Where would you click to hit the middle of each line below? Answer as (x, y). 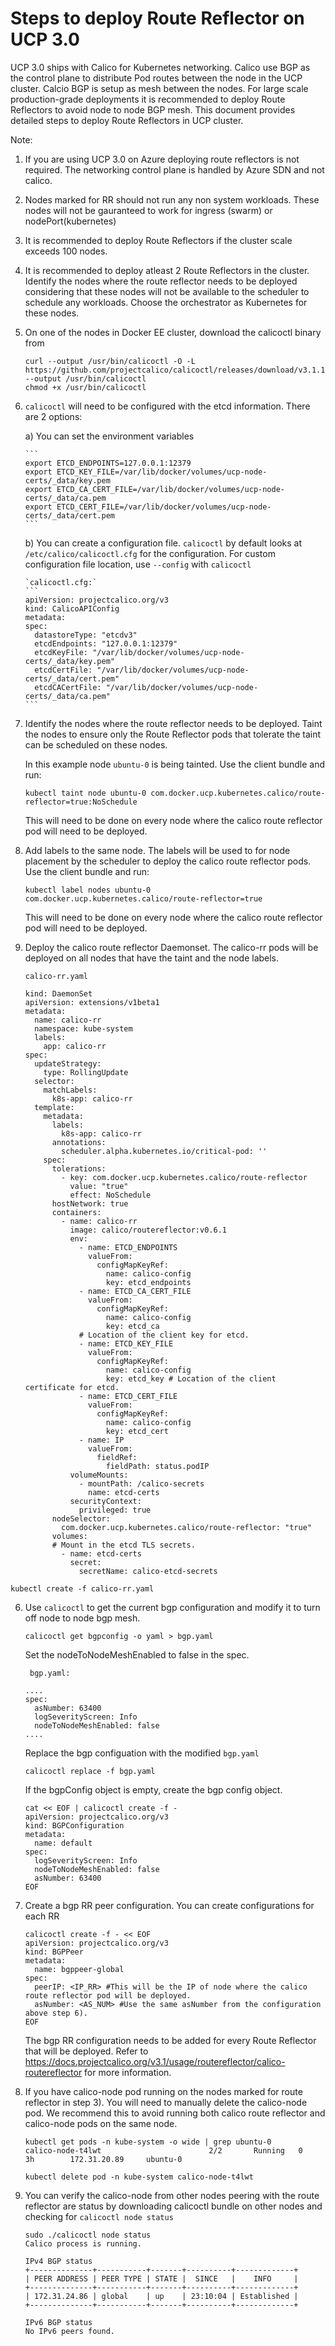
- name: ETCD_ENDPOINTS (128, 1247)
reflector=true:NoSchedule (81, 802)
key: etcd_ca (132, 1326)
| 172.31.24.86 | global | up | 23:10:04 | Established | (161, 2296)
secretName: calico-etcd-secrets (148, 1571)
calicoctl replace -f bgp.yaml (90, 1771)
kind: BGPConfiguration (74, 1825)
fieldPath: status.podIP (157, 1466)
